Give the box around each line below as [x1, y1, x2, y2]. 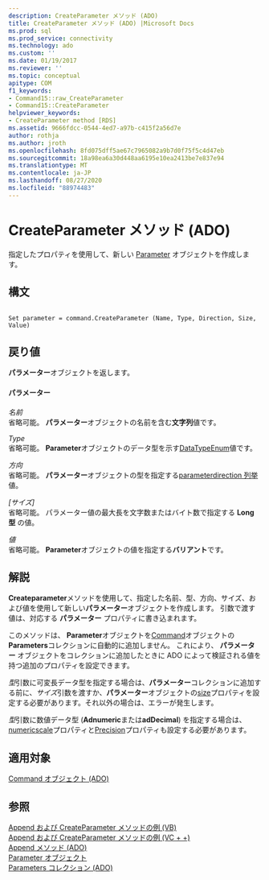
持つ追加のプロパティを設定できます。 [8, 661, 134, 671]
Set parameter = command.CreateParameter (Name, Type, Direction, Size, [8, 314, 257, 322]
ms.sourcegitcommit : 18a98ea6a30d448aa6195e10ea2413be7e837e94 [8, 154, 225, 162]
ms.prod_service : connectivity [8, 34, 113, 43]
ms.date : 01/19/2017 [8, 57, 78, 65]
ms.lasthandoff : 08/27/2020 [8, 176, 103, 185]
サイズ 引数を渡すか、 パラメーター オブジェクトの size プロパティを [35, 688, 253, 697]
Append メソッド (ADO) [8, 842, 88, 852]
